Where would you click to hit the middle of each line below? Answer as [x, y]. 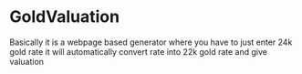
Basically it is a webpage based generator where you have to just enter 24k [151, 42]
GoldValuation [65, 17]
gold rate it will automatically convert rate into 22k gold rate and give [138, 51]
